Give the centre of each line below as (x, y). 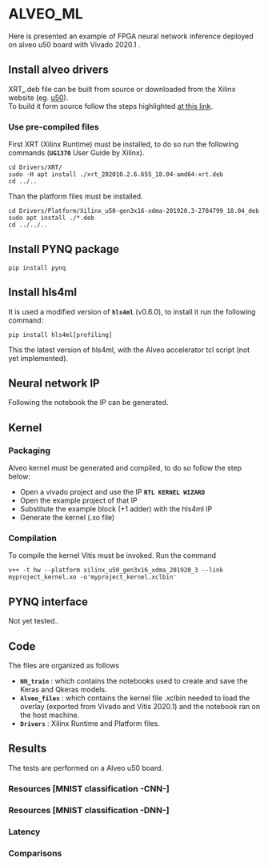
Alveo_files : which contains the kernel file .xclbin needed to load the (135, 698)
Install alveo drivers (59, 70)
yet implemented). (38, 358)
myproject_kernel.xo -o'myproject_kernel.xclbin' (93, 577)
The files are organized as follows (64, 666)
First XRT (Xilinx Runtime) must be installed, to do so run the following (123, 144)
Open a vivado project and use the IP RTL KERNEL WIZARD (112, 492)
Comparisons (35, 853)
